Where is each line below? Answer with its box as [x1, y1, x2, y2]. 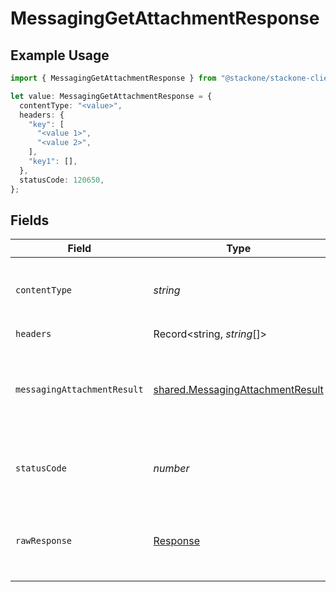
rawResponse [15, 535, 73, 547]
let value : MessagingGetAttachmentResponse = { [10, 91, 213, 101]
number [153, 462, 190, 476]
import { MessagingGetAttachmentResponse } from [10, 73, 217, 83]
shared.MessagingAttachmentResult [153, 383, 324, 397]
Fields [10, 212, 50, 229]
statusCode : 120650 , [19, 175, 105, 185]
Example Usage [10, 47, 110, 64]
